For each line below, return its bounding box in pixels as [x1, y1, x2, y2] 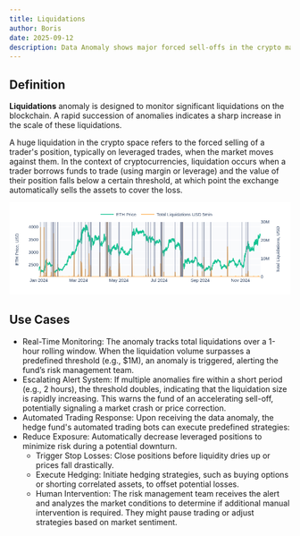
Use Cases [9, 312, 71, 328]
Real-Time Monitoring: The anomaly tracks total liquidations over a [21, 336, 267, 346]
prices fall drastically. [35, 459, 114, 470]
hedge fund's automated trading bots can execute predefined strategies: [21, 421, 290, 432]
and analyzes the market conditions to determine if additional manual [35, 498, 290, 508]
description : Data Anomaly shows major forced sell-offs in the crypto [9, 43, 281, 52]
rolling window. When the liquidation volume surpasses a [41, 345, 251, 356]
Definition [9, 77, 65, 92]
